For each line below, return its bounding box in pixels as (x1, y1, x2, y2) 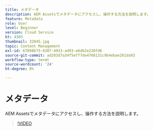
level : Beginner (5, 26, 38, 30)
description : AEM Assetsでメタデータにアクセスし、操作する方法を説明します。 (5, 12, 151, 17)
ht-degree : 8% (5, 67, 34, 72)
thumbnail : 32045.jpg (5, 39, 50, 44)
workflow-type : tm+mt (5, 57, 50, 62)
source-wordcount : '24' (5, 62, 54, 67)
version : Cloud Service (5, 30, 54, 35)
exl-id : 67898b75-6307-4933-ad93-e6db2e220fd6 (5, 48, 102, 53)
